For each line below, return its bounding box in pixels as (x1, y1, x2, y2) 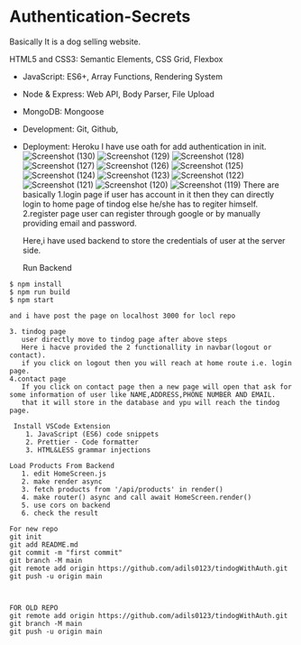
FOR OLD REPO (9, 603, 59, 613)
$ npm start (9, 295, 54, 304)
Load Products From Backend (9, 461, 115, 470)
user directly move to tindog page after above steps (21, 335, 228, 344)
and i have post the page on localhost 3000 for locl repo (9, 311, 236, 320)
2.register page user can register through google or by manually (22, 207, 261, 218)
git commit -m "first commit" (9, 548, 123, 557)
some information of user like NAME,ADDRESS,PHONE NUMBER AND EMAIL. (9, 390, 277, 399)
